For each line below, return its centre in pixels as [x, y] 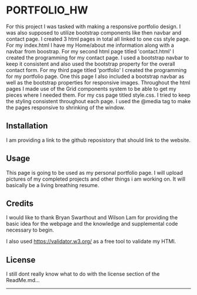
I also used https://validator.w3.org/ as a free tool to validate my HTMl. [91, 242]
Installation [27, 126]
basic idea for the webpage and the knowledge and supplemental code [92, 224]
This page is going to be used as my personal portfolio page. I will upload [94, 172]
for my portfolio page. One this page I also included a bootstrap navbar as [95, 76]
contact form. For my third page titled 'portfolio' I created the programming [96, 70]
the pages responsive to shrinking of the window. [66, 107]
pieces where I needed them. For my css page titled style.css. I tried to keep [98, 95]
